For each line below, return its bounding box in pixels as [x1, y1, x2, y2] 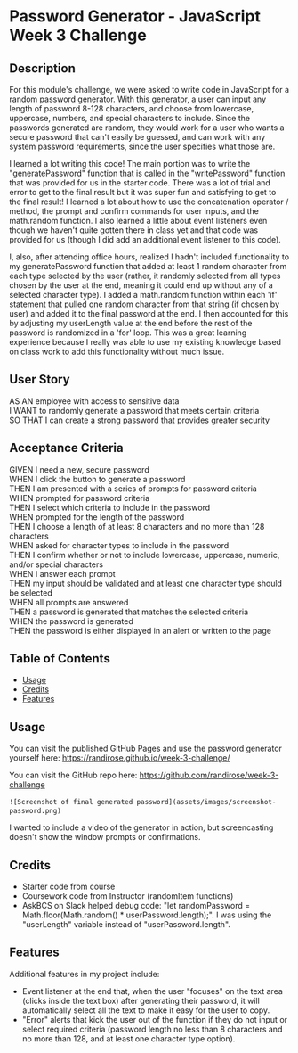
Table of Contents [9, 651, 111, 666]
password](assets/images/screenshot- [136, 798, 277, 807]
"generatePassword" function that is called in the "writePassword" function [9, 168, 286, 178]
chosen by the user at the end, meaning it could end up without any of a [9, 280, 273, 291]
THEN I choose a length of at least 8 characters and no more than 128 [9, 521, 265, 531]
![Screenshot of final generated [9, 798, 133, 807]
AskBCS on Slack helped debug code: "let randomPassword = [21, 901, 251, 911]
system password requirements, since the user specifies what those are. [9, 141, 276, 152]
